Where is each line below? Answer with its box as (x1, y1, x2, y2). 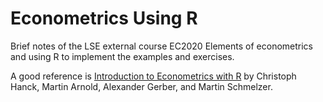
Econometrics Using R (10, 7, 198, 30)
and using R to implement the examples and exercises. (10, 50, 235, 62)
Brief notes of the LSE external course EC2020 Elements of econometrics (10, 40, 313, 52)
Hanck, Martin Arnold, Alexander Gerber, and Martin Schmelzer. (10, 80, 273, 92)
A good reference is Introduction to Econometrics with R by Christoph (10, 70, 297, 82)
